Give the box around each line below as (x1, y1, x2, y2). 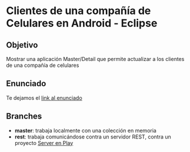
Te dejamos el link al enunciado (6, 94, 82, 101)
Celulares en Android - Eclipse (6, 16, 158, 30)
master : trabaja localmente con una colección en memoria (14, 127, 157, 134)
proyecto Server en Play (14, 139, 74, 146)
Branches (6, 112, 42, 121)
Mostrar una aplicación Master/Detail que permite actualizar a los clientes (6, 56, 185, 62)
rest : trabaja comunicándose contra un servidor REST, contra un (14, 133, 172, 140)
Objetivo (6, 40, 38, 50)
